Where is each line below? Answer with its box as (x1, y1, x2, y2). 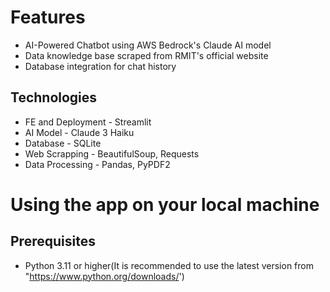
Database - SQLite (24, 137, 102, 149)
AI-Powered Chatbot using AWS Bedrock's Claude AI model (24, 39, 272, 51)
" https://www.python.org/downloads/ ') (24, 270, 185, 282)
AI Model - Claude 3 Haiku (24, 126, 135, 138)
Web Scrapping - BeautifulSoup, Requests (24, 147, 200, 160)
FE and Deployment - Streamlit (24, 116, 152, 128)
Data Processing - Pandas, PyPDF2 (24, 158, 171, 170)
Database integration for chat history (24, 60, 177, 72)
